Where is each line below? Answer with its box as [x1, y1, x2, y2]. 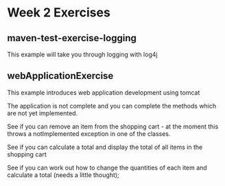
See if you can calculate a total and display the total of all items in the [7, 143, 203, 151]
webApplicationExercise [7, 70, 114, 82]
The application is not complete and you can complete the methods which [7, 102, 217, 110]
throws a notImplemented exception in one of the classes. [7, 129, 171, 138]
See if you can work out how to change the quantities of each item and [7, 163, 207, 172]
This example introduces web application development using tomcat [7, 88, 200, 97]
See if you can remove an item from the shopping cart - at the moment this [7, 122, 219, 130]
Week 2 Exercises [7, 5, 111, 21]
